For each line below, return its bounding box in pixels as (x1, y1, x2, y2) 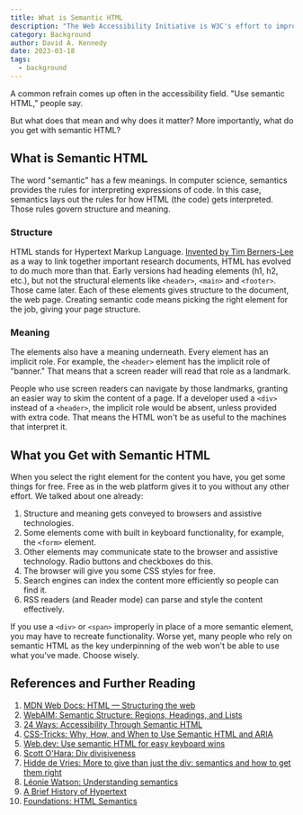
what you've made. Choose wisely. (10, 650, 140, 661)
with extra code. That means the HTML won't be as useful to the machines (10, 412, 287, 423)
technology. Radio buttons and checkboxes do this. (22, 556, 214, 567)
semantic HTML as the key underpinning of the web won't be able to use (10, 640, 280, 651)
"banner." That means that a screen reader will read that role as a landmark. (10, 366, 291, 376)
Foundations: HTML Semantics (22, 795, 138, 806)
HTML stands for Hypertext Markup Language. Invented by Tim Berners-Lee (10, 246, 294, 257)
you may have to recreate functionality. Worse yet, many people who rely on (10, 631, 293, 642)
